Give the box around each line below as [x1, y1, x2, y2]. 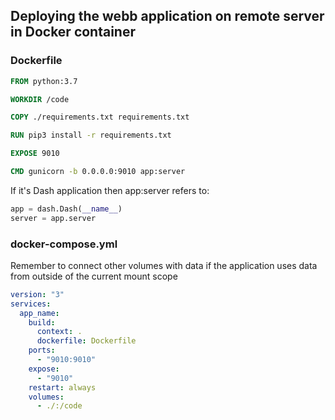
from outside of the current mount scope [10, 270, 178, 282]
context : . [36, 327, 83, 337]
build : [28, 317, 56, 328]
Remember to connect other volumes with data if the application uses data [10, 259, 318, 271]
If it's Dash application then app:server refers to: [10, 184, 210, 196]
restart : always [28, 382, 97, 393]
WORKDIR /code [10, 94, 70, 104]
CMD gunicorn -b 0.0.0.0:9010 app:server [10, 167, 186, 177]
